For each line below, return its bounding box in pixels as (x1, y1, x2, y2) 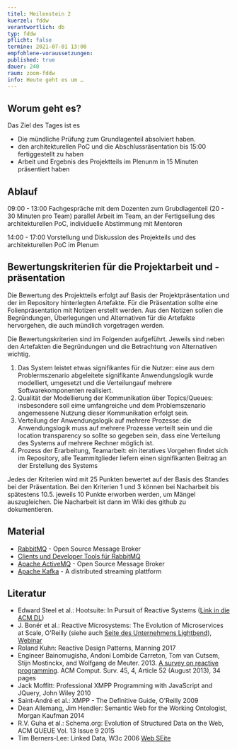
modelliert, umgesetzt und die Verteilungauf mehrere (17, 378, 172, 387)
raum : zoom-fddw (7, 69, 55, 76)
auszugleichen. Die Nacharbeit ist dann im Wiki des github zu (7, 497, 186, 506)
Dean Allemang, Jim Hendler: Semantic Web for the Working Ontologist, (17, 704, 228, 712)
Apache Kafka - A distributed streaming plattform (17, 567, 162, 576)
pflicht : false (7, 37, 52, 44)
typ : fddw (7, 30, 37, 38)
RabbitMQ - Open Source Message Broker (17, 544, 141, 553)
